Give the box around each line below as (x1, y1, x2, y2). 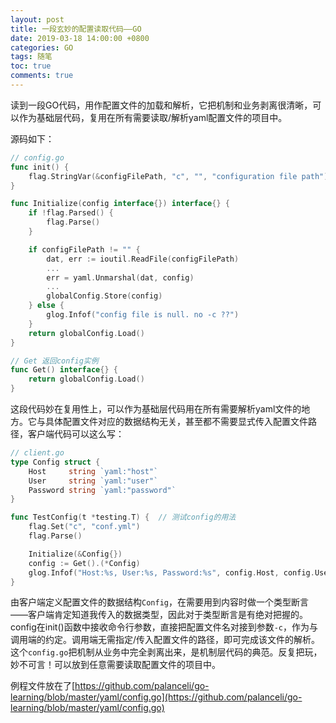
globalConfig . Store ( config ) (46, 291, 163, 301)
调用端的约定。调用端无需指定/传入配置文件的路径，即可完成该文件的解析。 (10, 634, 321, 646)
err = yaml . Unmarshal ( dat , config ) (46, 272, 195, 283)
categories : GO (10, 42, 74, 53)
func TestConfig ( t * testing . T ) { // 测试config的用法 (10, 512, 237, 523)
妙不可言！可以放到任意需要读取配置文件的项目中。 (10, 659, 221, 671)
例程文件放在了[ (10, 680, 76, 692)
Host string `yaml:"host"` (28, 466, 159, 476)
